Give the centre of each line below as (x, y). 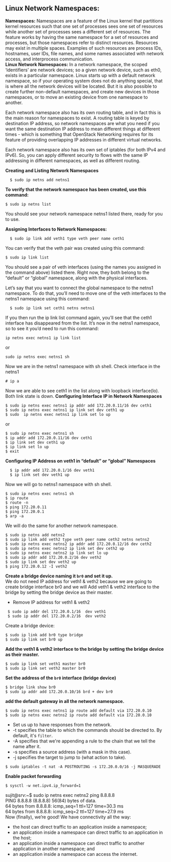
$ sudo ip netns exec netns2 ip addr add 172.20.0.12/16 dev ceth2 (79, 544)
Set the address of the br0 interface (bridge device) (61, 678)
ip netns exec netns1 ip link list (43, 338)
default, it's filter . (33, 735)
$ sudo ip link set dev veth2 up (41, 562)
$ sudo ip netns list (28, 204)
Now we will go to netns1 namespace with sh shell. (59, 484)
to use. (13, 219)
